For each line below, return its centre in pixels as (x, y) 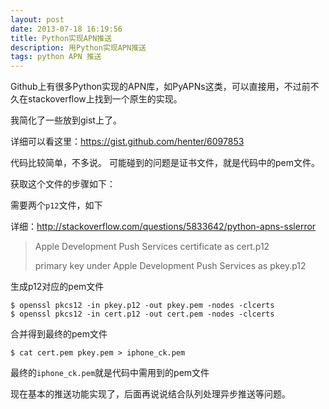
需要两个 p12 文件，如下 (56, 205)
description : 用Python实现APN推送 (78, 47)
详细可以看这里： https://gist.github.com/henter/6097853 (127, 142)
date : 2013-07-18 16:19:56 (66, 29)
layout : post (37, 19)
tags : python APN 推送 (56, 57)
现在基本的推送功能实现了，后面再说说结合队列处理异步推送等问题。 (150, 394)
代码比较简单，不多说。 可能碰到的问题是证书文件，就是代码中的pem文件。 (165, 163)
